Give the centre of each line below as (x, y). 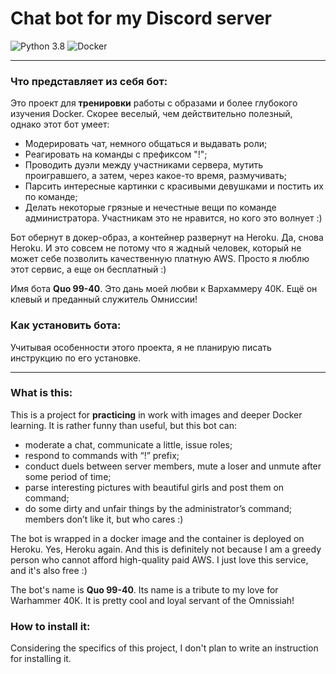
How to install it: (50, 626)
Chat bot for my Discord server (141, 18)
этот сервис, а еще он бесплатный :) (88, 269)
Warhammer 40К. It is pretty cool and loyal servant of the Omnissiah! (152, 600)
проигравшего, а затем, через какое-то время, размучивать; (155, 176)
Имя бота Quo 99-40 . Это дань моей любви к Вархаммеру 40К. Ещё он (164, 289)
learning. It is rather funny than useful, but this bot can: (124, 425)
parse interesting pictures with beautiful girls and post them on (154, 487)
